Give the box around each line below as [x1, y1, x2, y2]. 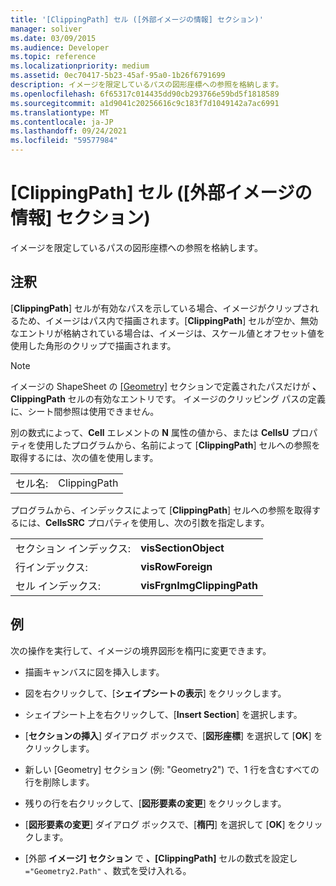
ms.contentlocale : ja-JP [10, 117, 114, 127]
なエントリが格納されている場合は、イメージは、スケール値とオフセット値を [10, 327, 326, 339]
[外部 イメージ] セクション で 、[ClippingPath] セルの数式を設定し [24, 852, 298, 864]
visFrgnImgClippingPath [140, 578, 258, 592]
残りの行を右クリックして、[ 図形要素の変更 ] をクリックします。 [24, 797, 287, 809]
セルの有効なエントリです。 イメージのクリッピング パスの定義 [67, 392, 326, 405]
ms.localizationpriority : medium [10, 61, 150, 71]
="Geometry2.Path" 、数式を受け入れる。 [24, 864, 192, 876]
